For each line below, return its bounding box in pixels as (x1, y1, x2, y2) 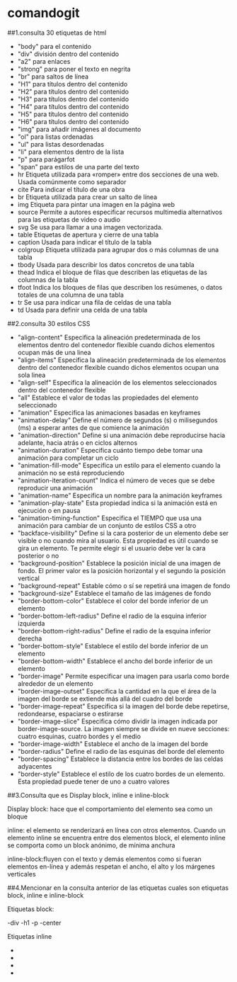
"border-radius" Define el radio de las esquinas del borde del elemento (17, 747, 225, 755)
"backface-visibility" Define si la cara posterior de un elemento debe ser (17, 529, 229, 537)
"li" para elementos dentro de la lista (17, 147, 125, 156)
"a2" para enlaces (17, 57, 71, 65)
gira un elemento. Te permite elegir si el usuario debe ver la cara (17, 543, 206, 552)
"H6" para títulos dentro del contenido (17, 117, 129, 125)
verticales (7, 869, 37, 878)
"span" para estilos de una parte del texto (17, 162, 140, 171)
